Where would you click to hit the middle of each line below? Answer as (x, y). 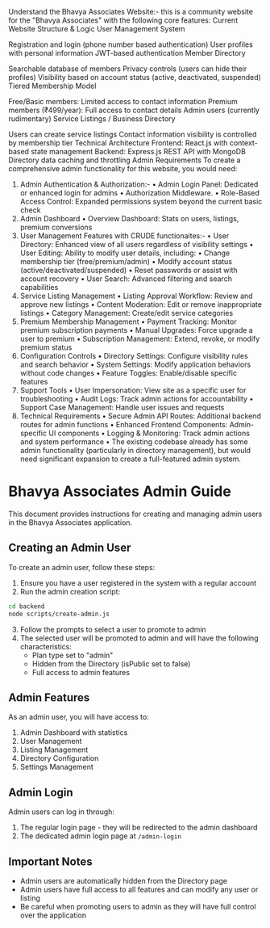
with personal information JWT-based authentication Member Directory (127, 53)
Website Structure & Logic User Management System (97, 29)
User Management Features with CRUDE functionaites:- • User (125, 236)
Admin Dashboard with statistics (74, 733)
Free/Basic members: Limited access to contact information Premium (123, 101)
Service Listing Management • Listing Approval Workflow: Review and (136, 296)
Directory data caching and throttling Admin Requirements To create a (125, 160)
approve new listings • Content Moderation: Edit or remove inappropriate (141, 304)
